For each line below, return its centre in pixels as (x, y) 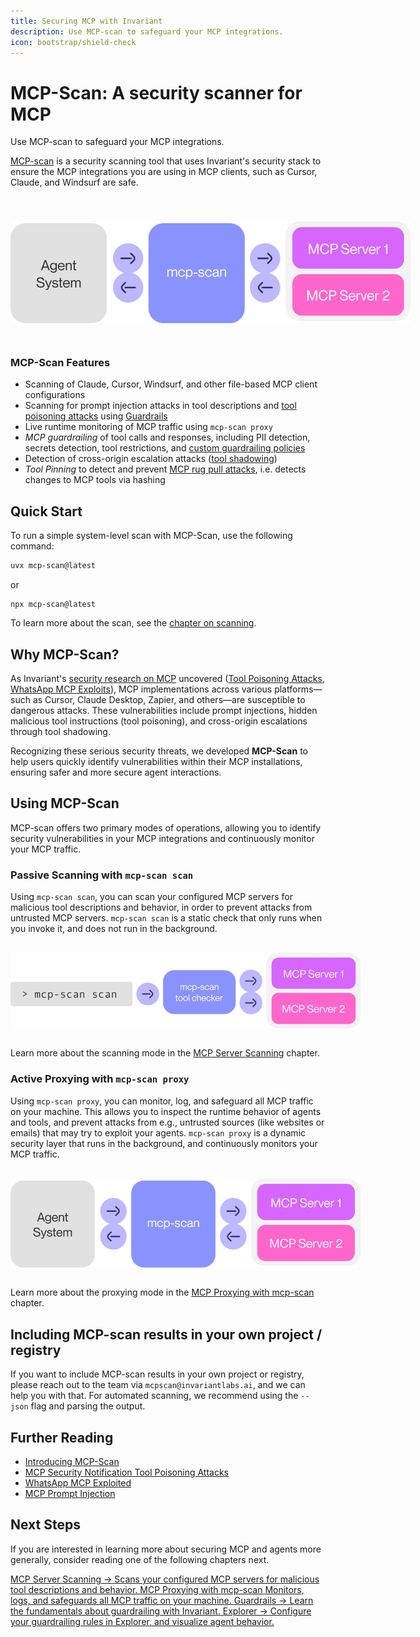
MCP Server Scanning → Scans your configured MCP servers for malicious (165, 1579)
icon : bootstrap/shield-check (73, 42)
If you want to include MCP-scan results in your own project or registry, (157, 1374)
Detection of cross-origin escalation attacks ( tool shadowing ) (151, 459)
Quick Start (46, 511)
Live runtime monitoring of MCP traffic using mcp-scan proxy (148, 427)
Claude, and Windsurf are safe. (74, 182)
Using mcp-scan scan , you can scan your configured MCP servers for (151, 897)
